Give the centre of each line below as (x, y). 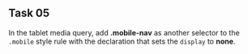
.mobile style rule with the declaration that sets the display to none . (122, 41)
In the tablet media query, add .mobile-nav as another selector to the (124, 32)
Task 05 (29, 13)
